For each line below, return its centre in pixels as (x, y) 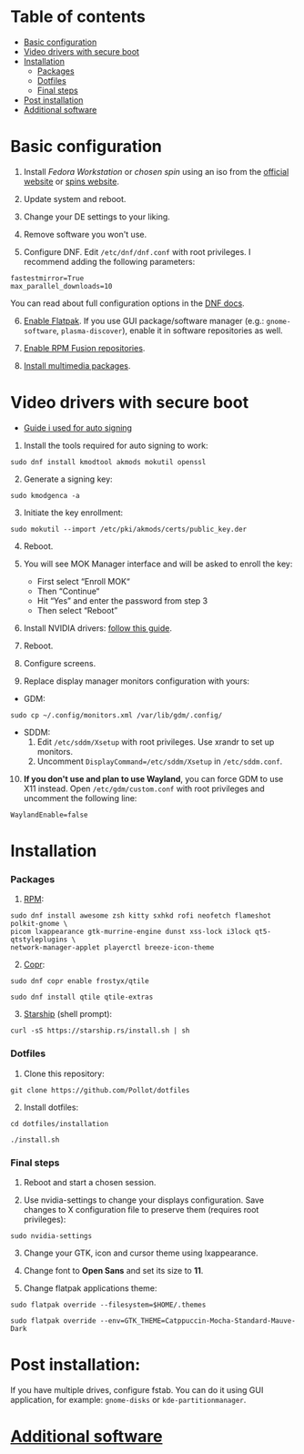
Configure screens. (60, 663)
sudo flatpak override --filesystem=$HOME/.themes (108, 1305)
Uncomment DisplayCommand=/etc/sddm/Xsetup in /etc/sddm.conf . (160, 761)
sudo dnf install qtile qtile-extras (82, 997)
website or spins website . (71, 181)
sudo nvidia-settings (51, 1235)
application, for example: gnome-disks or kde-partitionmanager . (128, 1399)
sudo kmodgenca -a (45, 495)
